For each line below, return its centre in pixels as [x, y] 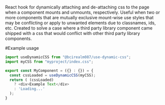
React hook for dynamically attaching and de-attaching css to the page [77, 7]
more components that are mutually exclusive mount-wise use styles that [79, 17]
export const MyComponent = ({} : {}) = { [49, 70]
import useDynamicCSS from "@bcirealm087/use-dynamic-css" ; [68, 57]
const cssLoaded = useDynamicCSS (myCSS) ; [53, 75]
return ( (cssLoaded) [32, 80]
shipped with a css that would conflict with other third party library [73, 33]
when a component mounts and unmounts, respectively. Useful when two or [82, 12]
